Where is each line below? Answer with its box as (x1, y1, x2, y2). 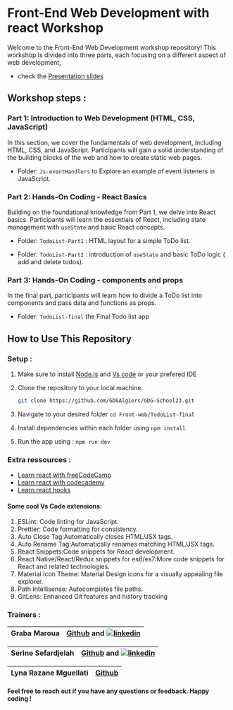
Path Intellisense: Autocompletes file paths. (17, 585, 143, 593)
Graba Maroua (11, 628, 60, 638)
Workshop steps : (7, 92, 87, 104)
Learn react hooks (17, 486, 71, 494)
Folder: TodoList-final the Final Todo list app (17, 312, 150, 321)
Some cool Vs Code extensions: (7, 502, 102, 510)
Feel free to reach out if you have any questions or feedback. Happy (7, 687, 210, 695)
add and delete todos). (17, 257, 84, 266)
